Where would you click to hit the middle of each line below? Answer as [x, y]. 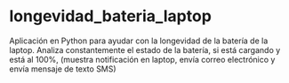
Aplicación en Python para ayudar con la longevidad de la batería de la [139, 41]
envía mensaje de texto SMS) [63, 69]
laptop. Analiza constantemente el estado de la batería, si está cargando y [145, 49]
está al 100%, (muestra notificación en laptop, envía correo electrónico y [142, 59]
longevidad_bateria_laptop [110, 16]
